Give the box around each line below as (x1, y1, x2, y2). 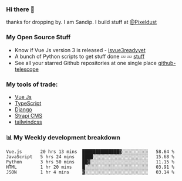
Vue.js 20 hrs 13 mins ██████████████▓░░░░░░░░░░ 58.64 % (6, 149, 175, 155)
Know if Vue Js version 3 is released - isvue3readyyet (14, 46, 146, 53)
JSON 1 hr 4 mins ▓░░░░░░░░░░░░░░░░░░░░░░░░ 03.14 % (6, 169, 175, 175)
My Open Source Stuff (6, 33, 71, 42)
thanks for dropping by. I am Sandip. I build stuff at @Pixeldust (6, 19, 157, 26)
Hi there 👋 (6, 5, 35, 13)
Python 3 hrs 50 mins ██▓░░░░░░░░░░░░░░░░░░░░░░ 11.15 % (6, 159, 175, 165)
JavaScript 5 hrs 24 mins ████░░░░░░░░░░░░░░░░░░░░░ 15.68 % (6, 154, 175, 160)
